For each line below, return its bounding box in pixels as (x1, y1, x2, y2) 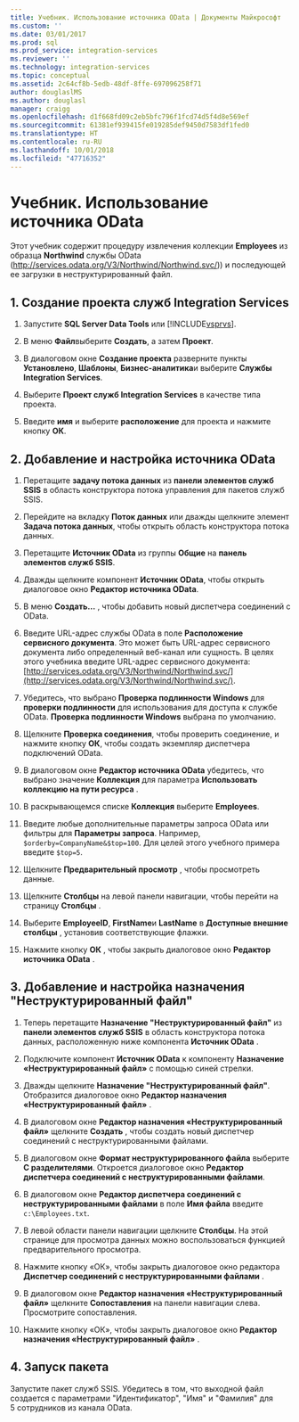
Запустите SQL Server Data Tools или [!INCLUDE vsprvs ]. (22, 318, 237, 330)
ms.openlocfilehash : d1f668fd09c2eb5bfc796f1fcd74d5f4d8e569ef (10, 112, 250, 121)
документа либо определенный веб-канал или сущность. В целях (22, 647, 274, 658)
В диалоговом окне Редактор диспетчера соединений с (22, 1188, 242, 1199)
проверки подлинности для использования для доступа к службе (22, 702, 279, 713)
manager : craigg (10, 104, 70, 113)
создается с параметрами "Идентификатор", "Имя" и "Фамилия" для (10, 1393, 274, 1403)
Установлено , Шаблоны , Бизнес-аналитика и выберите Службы (22, 363, 272, 374)
